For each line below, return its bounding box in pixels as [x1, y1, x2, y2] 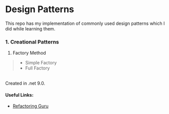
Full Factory [25, 65, 50, 71]
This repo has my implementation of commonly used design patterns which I [5, 20, 165, 26]
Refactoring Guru [12, 103, 49, 109]
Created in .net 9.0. [5, 80, 46, 87]
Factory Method [12, 50, 47, 56]
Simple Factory [25, 60, 57, 66]
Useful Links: [5, 92, 34, 98]
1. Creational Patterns [5, 38, 59, 45]
